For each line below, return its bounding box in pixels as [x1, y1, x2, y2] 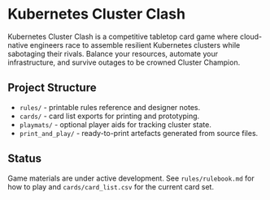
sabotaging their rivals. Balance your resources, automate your [7, 49, 219, 58]
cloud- [239, 32, 262, 41]
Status [7, 151, 42, 166]
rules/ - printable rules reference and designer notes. [19, 102, 201, 112]
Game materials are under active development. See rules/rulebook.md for [7, 173, 255, 183]
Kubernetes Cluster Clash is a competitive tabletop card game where [7, 32, 238, 41]
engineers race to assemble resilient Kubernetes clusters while [29, 40, 241, 49]
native [7, 40, 28, 49]
